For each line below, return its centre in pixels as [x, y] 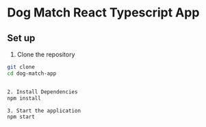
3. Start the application [44, 111]
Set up [21, 38]
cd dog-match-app [32, 73]
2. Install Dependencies [42, 92]
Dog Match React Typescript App [103, 13]
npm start [21, 117]
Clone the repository [46, 54]
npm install [24, 98]
